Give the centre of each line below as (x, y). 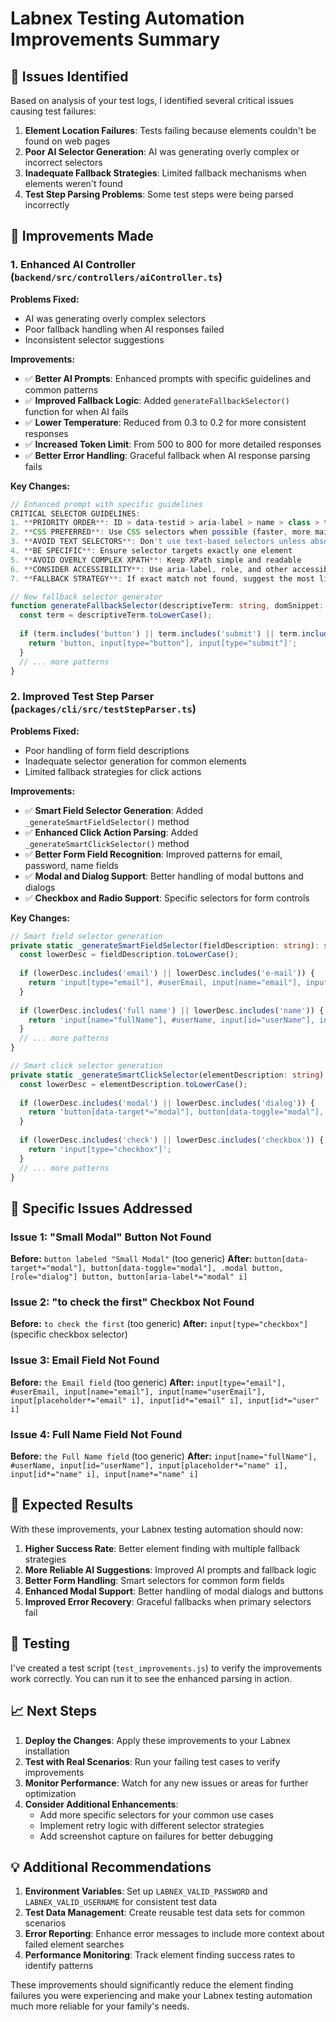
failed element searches (74, 1944)
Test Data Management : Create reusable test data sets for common (165, 1913)
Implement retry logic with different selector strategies (152, 1825)
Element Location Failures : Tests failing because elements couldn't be (170, 130)
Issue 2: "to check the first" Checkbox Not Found (132, 1302)
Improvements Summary (115, 39)
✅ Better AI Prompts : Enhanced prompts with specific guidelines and (167, 378)
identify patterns (59, 1966)
